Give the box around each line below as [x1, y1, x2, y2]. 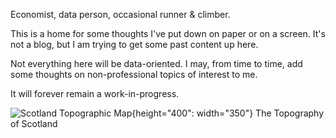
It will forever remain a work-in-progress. [10, 88, 180, 99]
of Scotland [10, 118, 58, 129]
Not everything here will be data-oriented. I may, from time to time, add [10, 58, 303, 69]
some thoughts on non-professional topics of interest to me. [10, 69, 258, 80]
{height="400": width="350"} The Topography [131, 107, 325, 119]
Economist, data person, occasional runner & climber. [10, 9, 231, 20]
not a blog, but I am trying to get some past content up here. [10, 39, 259, 50]
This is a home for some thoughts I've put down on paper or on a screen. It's [10, 28, 326, 39]
